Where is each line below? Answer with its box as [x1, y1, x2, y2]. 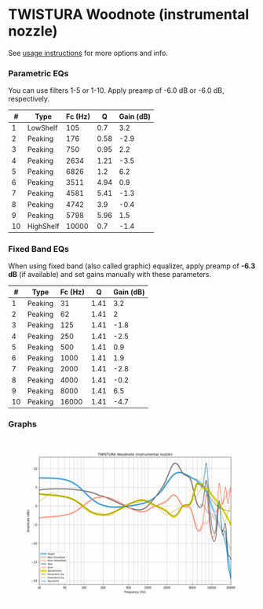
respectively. [8, 94, 49, 104]
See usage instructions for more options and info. [8, 48, 169, 57]
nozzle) [8, 22, 58, 40]
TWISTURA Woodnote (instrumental [8, 6, 250, 24]
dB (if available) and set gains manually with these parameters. [8, 270, 212, 279]
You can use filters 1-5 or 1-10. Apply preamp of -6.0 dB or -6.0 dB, [8, 86, 225, 95]
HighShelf [27, 222, 60, 231]
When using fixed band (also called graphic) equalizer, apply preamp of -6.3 [8, 261, 256, 271]
